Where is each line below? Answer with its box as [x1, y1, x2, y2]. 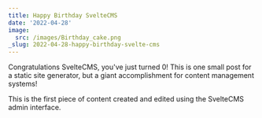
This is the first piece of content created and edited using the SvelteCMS [8, 94, 245, 104]
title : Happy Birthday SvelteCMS [8, 11, 118, 20]
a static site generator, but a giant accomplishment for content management [8, 71, 254, 80]
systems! [8, 79, 38, 89]
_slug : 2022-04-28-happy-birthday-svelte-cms [8, 41, 160, 49]
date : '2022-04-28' [8, 19, 72, 27]
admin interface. [8, 103, 61, 112]
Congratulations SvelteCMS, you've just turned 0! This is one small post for [8, 62, 252, 72]
